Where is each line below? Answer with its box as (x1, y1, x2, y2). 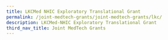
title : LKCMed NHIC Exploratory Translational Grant (6, 8, 141, 15)
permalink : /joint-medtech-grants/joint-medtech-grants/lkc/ (6, 14, 163, 20)
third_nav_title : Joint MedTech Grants (6, 25, 106, 31)
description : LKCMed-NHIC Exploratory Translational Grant (6, 19, 157, 25)
